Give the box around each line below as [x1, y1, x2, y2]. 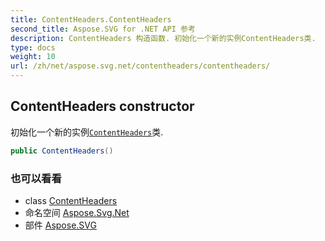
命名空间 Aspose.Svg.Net [24, 206, 130, 218]
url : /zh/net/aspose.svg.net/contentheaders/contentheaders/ [10, 61, 271, 71]
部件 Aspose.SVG [24, 219, 97, 231]
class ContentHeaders [24, 194, 118, 206]
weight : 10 [10, 52, 56, 62]
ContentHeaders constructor [10, 98, 195, 115]
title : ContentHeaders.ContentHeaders [10, 14, 172, 25]
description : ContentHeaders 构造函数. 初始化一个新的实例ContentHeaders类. [10, 33, 317, 43]
